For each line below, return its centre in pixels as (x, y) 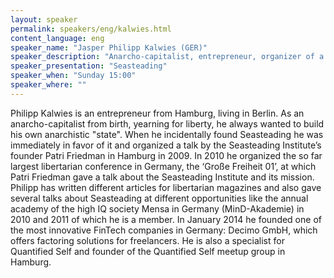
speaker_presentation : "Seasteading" (89, 66)
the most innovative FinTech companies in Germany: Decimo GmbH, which (164, 230)
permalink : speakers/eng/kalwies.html (91, 29)
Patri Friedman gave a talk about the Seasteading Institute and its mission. (162, 177)
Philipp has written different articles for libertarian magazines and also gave (166, 187)
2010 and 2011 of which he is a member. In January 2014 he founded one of (166, 219)
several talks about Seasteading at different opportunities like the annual (159, 198)
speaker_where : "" (48, 85)
